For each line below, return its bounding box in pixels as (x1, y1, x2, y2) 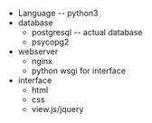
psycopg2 (31, 36, 70, 47)
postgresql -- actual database (31, 27, 143, 37)
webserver (17, 46, 59, 57)
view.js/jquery (31, 104, 84, 114)
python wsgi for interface (31, 65, 127, 76)
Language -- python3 (17, 8, 99, 18)
